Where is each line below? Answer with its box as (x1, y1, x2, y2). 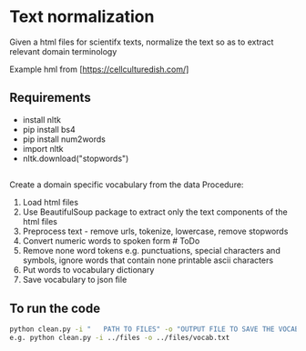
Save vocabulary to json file (22, 275, 127, 286)
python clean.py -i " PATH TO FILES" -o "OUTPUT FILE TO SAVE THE (9, 325, 275, 334)
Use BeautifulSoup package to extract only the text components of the (22, 206, 289, 217)
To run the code (9, 300, 101, 316)
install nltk (22, 114, 62, 125)
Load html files (22, 197, 79, 208)
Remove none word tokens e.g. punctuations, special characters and (22, 246, 280, 256)
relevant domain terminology (9, 45, 117, 56)
